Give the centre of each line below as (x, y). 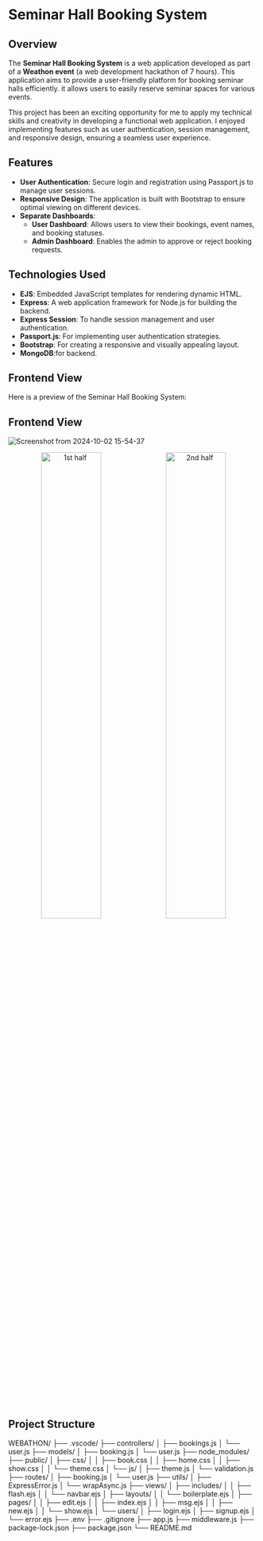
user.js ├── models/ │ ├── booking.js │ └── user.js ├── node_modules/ (129, 1452)
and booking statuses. (68, 232)
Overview (33, 44)
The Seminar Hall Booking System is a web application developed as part (130, 63)
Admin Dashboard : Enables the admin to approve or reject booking (141, 241)
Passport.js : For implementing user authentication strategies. (120, 336)
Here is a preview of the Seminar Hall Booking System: (97, 397)
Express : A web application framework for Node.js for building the (128, 302)
